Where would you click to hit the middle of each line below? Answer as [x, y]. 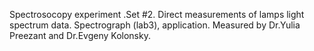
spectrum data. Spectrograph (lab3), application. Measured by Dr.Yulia [155, 25]
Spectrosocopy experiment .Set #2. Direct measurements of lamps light [157, 14]
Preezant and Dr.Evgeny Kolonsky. [80, 35]
